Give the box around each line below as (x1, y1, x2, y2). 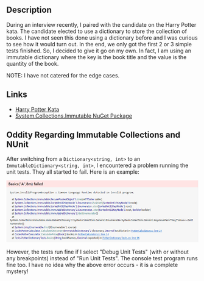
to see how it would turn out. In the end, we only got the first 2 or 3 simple (6, 40, 192, 48)
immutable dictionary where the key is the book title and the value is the (6, 53, 187, 60)
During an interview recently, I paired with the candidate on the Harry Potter (6, 21, 197, 28)
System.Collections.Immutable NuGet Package (15, 112, 133, 119)
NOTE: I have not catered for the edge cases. (6, 71, 120, 79)
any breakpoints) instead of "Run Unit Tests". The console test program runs (6, 255, 198, 262)
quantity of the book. (6, 60, 59, 67)
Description (6, 5, 52, 15)
